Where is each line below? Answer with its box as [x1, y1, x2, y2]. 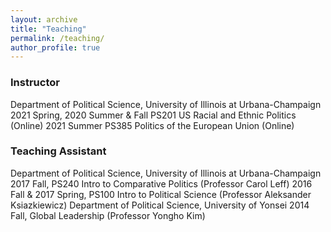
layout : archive [10, 14, 78, 25]
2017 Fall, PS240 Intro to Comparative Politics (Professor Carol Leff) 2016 [10, 177, 313, 190]
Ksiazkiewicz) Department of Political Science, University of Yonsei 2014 [10, 199, 310, 211]
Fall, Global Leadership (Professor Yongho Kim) [10, 209, 206, 221]
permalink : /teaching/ [10, 33, 105, 43]
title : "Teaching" [10, 24, 87, 34]
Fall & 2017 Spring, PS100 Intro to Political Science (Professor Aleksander [10, 188, 312, 200]
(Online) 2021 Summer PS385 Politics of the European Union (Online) [10, 119, 295, 131]
